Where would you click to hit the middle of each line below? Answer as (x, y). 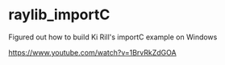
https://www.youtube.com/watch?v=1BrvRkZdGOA (92, 52)
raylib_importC (59, 15)
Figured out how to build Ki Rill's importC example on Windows (113, 37)
